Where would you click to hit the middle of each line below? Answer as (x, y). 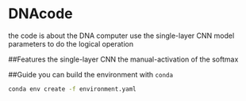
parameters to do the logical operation (71, 43)
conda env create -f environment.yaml (72, 89)
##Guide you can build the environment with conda (90, 74)
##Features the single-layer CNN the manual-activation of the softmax (123, 59)
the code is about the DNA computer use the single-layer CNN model (121, 36)
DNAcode (40, 14)
